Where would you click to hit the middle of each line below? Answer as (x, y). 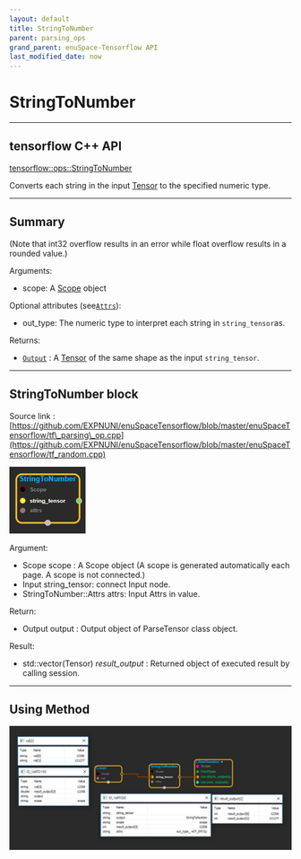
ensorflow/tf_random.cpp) (57, 454)
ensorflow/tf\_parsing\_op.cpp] (67, 434)
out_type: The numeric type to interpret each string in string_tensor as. (154, 322)
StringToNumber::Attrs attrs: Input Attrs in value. (111, 593)
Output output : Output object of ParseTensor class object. (130, 628)
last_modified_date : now (56, 57)
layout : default (39, 19)
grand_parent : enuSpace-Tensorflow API (84, 48)
